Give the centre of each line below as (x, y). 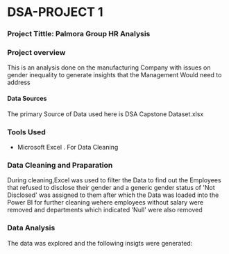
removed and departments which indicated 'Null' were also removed (105, 210)
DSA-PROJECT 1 (55, 12)
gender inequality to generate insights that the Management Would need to (114, 75)
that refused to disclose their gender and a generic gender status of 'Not (111, 188)
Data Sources (27, 98)
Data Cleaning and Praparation (60, 165)
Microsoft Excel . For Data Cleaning (68, 147)
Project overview (36, 53)
